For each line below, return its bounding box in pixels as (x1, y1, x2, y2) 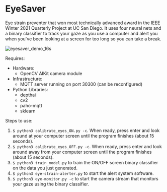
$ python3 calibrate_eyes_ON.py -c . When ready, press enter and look (12, 127, 160, 134)
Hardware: (12, 65, 35, 71)
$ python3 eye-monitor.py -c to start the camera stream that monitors (12, 175, 158, 181)
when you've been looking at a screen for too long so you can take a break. (5, 36, 162, 42)
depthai (20, 92, 36, 98)
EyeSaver (5, 3, 46, 15)
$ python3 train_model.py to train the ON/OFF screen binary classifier (12, 159, 158, 165)
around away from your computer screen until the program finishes (12, 149, 152, 155)
